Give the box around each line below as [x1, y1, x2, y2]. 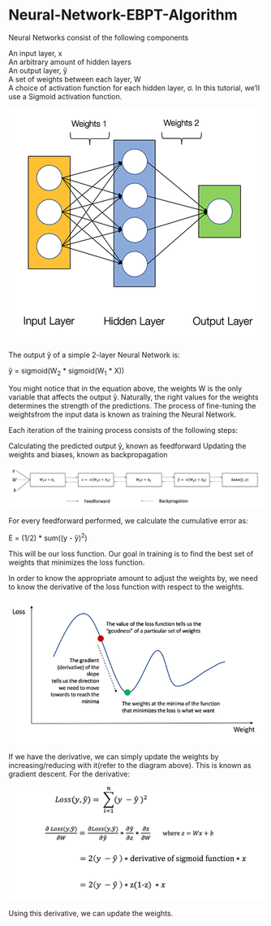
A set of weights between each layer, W [8, 74, 142, 84]
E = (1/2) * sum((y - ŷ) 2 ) [8, 531, 88, 543]
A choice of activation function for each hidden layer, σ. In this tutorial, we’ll [8, 83, 260, 93]
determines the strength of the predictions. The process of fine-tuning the [8, 400, 256, 410]
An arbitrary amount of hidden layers [8, 57, 131, 67]
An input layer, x [8, 48, 62, 58]
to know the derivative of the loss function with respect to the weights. [8, 582, 245, 592]
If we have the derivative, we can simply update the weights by [8, 752, 219, 762]
